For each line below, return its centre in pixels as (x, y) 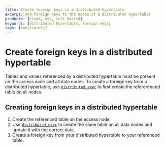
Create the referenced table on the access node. (62, 119)
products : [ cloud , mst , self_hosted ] (44, 19)
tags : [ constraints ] (26, 28)
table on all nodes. (24, 92)
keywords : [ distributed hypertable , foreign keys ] (58, 23)
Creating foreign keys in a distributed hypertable (81, 107)
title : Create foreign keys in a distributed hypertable (65, 10)
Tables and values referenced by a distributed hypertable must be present (80, 76)
